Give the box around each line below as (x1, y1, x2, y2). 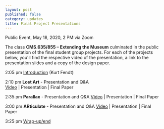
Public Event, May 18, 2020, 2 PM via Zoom (5, 35, 94, 41)
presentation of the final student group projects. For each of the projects (5, 49, 153, 55)
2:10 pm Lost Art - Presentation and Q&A (5, 79, 89, 85)
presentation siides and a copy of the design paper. (5, 60, 110, 66)
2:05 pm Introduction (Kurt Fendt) (5, 70, 74, 76)
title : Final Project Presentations (5, 21, 81, 26)
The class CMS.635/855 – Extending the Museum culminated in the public (5, 44, 159, 50)
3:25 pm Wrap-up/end (5, 118, 51, 124)
